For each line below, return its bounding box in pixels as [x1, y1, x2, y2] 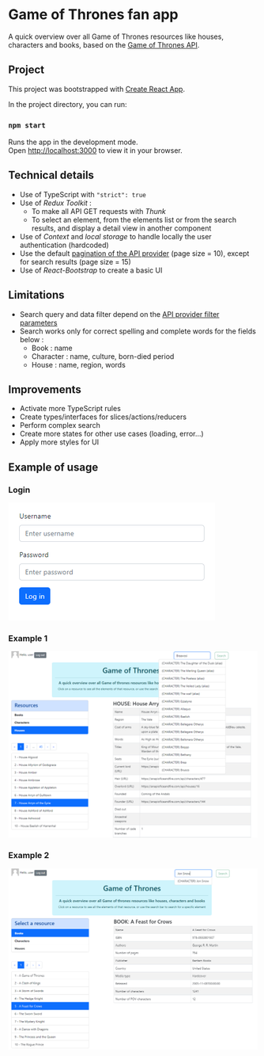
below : [19, 334, 44, 344]
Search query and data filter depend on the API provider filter [19, 309, 220, 318]
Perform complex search [19, 421, 101, 430]
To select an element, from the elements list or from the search [31, 215, 237, 224]
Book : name [31, 343, 73, 353]
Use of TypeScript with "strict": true [19, 189, 146, 199]
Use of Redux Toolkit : [19, 198, 92, 208]
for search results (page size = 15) [19, 257, 132, 266]
